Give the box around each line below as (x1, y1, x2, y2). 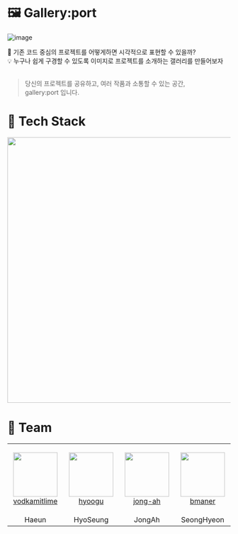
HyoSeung (73, 515, 109, 525)
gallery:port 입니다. (24, 88, 80, 96)
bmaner (190, 496, 216, 506)
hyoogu (78, 496, 104, 506)
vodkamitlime (13, 496, 58, 506)
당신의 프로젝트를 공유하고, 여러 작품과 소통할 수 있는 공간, (24, 79, 186, 88)
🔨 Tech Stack (7, 113, 86, 130)
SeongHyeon (181, 515, 225, 525)
